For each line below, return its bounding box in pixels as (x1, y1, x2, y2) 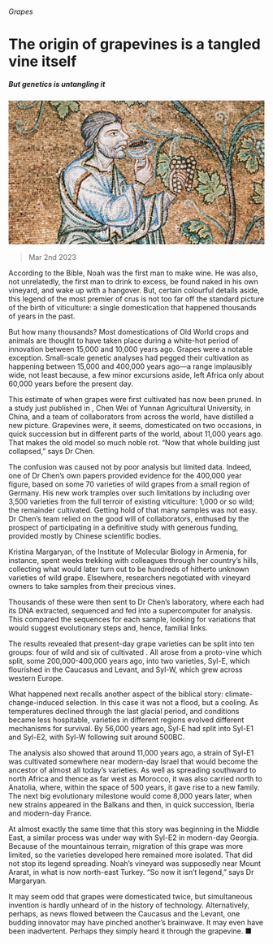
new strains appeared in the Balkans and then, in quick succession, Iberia (8, 800, 254, 810)
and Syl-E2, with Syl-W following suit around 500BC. (8, 732, 185, 743)
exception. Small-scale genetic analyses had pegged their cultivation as (8, 353, 249, 363)
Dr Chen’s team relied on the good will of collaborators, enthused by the (8, 514, 249, 524)
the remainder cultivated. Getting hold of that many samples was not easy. (8, 505, 258, 515)
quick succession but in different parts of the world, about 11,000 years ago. (8, 429, 263, 439)
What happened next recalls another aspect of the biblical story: (8, 689, 223, 699)
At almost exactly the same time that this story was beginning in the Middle (8, 825, 260, 834)
